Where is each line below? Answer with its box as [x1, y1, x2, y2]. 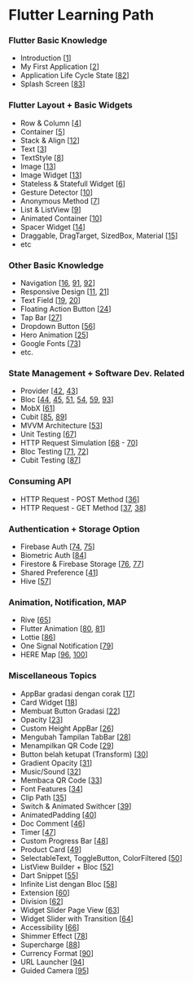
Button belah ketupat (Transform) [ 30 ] [20, 749, 149, 759]
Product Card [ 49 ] [20, 845, 82, 854]
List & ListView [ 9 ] [20, 204, 81, 214]
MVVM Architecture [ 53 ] [20, 421, 103, 431]
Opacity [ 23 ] [20, 714, 64, 724]
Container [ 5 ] [20, 126, 65, 136]
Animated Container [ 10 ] [20, 213, 103, 223]
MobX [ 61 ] [20, 403, 55, 413]
